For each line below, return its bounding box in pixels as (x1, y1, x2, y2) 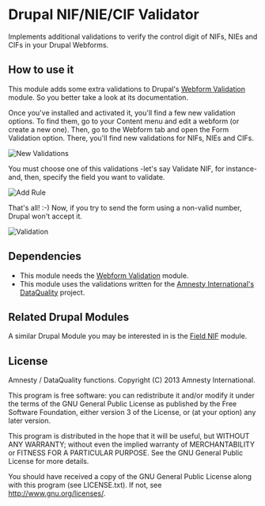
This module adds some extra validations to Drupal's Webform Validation (8, 84, 246, 93)
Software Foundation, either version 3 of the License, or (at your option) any (8, 408, 256, 417)
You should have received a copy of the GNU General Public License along (8, 472, 252, 481)
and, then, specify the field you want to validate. (8, 172, 165, 181)
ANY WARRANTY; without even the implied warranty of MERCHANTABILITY (8, 439, 256, 449)
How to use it (8, 63, 74, 77)
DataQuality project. (19, 287, 85, 297)
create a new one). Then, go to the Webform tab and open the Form (8, 124, 229, 134)
